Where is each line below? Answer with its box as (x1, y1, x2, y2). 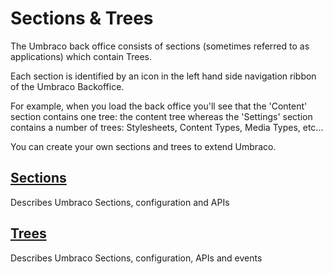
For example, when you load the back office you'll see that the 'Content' (10, 100, 308, 112)
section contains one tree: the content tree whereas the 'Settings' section (10, 110, 313, 122)
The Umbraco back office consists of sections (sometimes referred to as (10, 40, 310, 52)
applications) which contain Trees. (10, 50, 152, 62)
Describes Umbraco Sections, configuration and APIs (10, 196, 230, 208)
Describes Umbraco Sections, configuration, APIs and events (10, 252, 263, 264)
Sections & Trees (10, 7, 154, 30)
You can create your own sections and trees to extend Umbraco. (10, 140, 277, 152)
